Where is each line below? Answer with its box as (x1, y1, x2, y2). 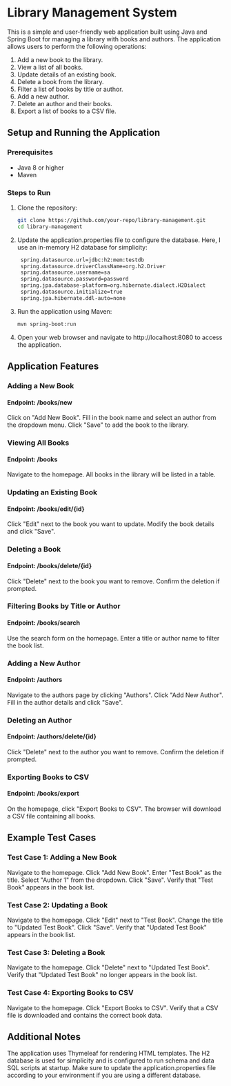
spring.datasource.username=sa (20, 269, 110, 276)
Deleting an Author (7, 715, 72, 725)
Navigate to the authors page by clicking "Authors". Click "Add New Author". (7, 691, 224, 699)
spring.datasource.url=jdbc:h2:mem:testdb (20, 257, 145, 263)
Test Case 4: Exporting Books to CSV (7, 988, 134, 998)
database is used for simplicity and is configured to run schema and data (7, 1056, 215, 1065)
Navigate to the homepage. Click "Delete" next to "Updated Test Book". (7, 963, 210, 972)
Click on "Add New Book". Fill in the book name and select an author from (7, 414, 217, 422)
